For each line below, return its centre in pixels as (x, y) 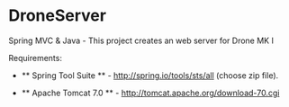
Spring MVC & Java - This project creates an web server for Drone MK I (141, 40)
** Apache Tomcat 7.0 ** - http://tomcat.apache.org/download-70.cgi (150, 93)
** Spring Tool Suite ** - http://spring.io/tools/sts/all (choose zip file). (150, 75)
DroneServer (58, 16)
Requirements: (35, 58)
